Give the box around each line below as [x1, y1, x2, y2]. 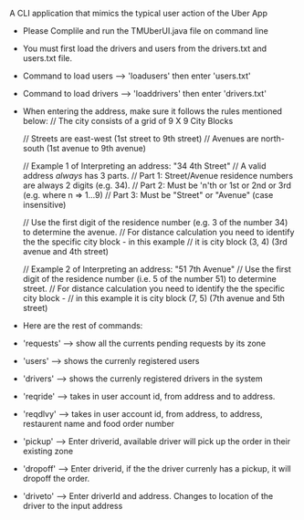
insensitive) [22, 200, 67, 210]
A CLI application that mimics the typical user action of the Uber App [9, 8, 267, 18]
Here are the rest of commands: [22, 320, 143, 331]
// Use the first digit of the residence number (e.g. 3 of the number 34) [22, 217, 288, 227]
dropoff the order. [22, 473, 90, 484]
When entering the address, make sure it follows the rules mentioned [22, 106, 283, 117]
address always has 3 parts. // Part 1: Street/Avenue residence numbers [22, 171, 294, 181]
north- [260, 133, 286, 144]
